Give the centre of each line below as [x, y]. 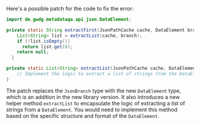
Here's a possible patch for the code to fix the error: [70, 9]
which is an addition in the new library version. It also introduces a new [93, 97]
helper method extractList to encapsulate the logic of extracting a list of [96, 103]
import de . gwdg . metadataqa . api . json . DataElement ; [69, 20]
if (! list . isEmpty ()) [43, 41]
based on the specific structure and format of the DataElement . [83, 116]
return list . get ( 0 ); [47, 47]
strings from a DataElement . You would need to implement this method [92, 110]
